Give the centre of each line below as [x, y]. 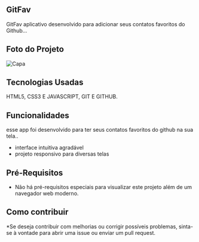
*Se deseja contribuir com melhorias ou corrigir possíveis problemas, [92, 227]
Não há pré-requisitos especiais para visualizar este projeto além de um [103, 187]
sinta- [186, 227]
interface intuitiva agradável [49, 148]
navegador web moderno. [47, 194]
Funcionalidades [38, 115]
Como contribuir [37, 212]
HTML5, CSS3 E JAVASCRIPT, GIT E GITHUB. [62, 97]
